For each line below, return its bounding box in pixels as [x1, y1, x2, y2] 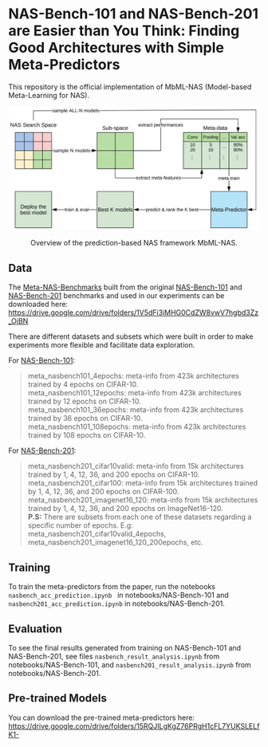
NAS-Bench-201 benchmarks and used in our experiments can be [8, 291, 225, 301]
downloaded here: [8, 300, 69, 309]
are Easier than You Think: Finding [8, 22, 240, 40]
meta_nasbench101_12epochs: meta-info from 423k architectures [27, 388, 242, 398]
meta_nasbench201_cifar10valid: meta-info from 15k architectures [27, 462, 245, 471]
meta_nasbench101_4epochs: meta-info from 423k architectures [27, 372, 239, 381]
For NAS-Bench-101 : [8, 356, 76, 365]
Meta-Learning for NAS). [8, 90, 90, 100]
